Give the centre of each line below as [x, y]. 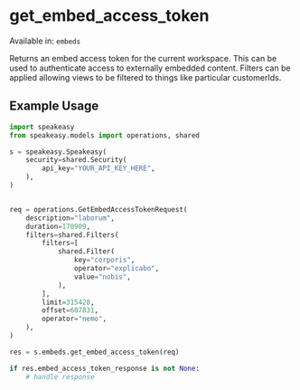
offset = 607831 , [70, 310]
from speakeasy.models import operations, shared [105, 135]
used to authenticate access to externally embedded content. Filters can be [150, 68]
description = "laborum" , [70, 218]
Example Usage [54, 106]
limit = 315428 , [68, 302]
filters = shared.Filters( [72, 235]
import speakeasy [42, 127]
